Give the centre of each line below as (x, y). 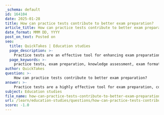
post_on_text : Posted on (30, 37)
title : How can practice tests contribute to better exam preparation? (79, 23)
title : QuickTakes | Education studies (50, 46)
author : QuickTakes (25, 69)
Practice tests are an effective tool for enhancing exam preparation (87, 55)
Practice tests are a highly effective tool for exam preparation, (84, 87)
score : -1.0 (17, 105)
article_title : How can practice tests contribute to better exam (74, 28)
